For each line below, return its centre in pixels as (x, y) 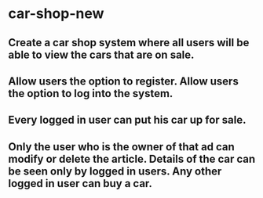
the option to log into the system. (91, 94)
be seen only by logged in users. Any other (115, 171)
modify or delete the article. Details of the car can (132, 158)
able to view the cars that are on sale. (101, 54)
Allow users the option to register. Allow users (124, 81)
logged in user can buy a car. (80, 184)
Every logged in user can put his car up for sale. (127, 120)
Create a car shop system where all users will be (129, 43)
